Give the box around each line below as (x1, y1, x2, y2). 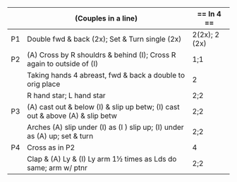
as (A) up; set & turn (27, 131, 94, 140)
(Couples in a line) (75, 13, 138, 23)
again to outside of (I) (27, 59, 99, 68)
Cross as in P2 (27, 142, 75, 152)
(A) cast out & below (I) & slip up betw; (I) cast (27, 102, 180, 111)
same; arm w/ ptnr (27, 163, 88, 172)
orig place (27, 79, 61, 89)
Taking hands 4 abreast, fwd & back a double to (27, 71, 186, 80)
